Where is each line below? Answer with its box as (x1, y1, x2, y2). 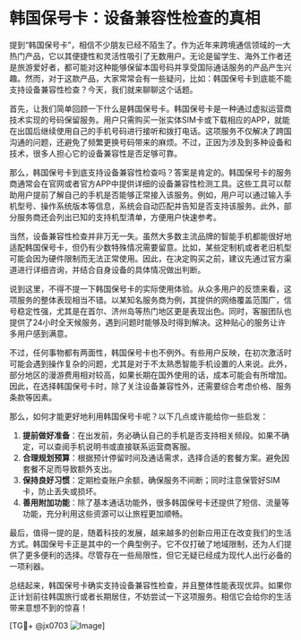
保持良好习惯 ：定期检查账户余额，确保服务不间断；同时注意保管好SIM (21, 474, 280, 485)
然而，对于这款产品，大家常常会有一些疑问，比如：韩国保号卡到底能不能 (24, 73, 292, 83)
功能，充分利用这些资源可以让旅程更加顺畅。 (21, 508, 188, 519)
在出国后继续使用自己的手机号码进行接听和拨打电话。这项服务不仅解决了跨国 (9, 125, 292, 136)
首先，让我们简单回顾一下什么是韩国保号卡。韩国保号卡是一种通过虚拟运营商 (9, 103, 292, 114)
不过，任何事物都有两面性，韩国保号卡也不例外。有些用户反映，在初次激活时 (9, 346, 292, 358)
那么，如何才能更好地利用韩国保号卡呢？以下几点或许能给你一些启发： (9, 411, 269, 422)
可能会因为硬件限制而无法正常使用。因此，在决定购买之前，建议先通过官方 (9, 252, 284, 264)
